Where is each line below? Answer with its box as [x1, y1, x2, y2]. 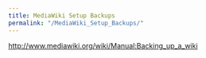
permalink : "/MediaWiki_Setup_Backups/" [8, 19, 145, 27]
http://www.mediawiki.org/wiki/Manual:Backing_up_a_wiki [8, 41, 198, 50]
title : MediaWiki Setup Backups [8, 11, 115, 20]
